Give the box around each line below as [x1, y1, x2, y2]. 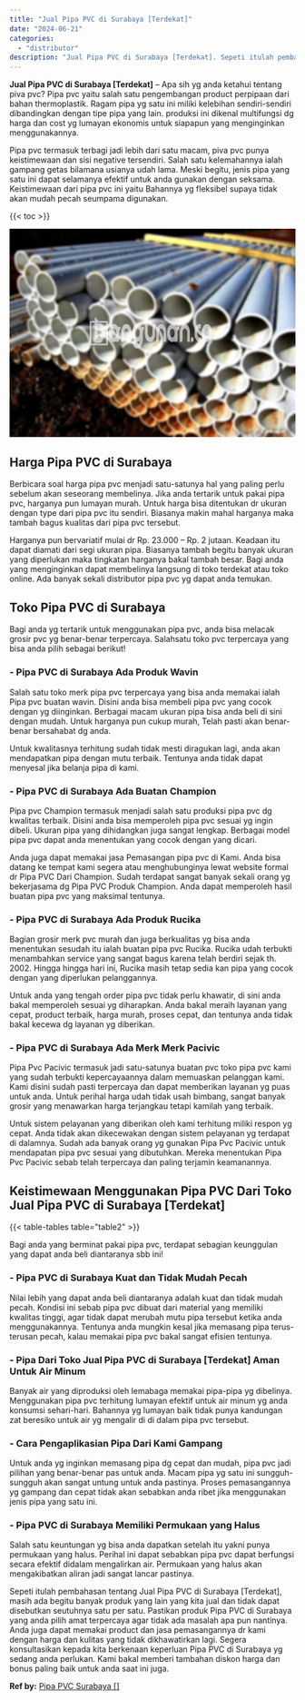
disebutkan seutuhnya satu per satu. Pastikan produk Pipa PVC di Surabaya [9, 1606, 292, 1616]
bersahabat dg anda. [33, 725, 112, 736]
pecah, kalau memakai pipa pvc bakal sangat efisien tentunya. [39, 1330, 272, 1341]
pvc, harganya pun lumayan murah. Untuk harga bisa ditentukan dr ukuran [9, 498, 288, 509]
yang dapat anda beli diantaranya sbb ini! [9, 1249, 163, 1260]
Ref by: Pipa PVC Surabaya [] [9, 1681, 120, 1692]
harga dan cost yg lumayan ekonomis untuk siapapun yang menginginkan [9, 118, 285, 129]
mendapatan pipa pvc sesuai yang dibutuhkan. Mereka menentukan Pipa [9, 1147, 282, 1158]
